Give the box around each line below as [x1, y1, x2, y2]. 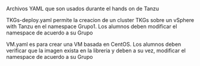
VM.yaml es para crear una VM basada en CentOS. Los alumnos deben [6, 41, 181, 48]
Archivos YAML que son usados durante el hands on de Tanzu [6, 5, 159, 12]
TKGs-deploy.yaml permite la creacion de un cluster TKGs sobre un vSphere [6, 17, 195, 23]
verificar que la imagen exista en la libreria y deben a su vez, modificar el [6, 47, 186, 54]
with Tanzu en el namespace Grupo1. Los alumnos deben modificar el [6, 23, 177, 30]
